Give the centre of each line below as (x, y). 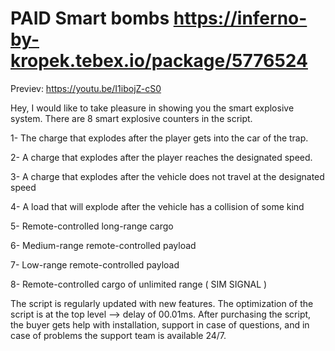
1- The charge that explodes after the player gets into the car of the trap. (159, 138)
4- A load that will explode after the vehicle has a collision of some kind (157, 206)
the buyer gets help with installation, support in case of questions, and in (160, 324)
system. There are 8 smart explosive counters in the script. (131, 118)
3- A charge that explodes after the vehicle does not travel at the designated (167, 176)
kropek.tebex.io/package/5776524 (159, 61)
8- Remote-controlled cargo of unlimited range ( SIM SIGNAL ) (139, 284)
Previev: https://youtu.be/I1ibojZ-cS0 (86, 88)
